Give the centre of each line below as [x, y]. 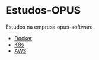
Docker [23, 38]
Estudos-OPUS [43, 10]
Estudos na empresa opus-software [49, 27]
